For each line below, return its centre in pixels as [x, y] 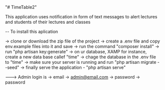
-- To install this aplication [32, 31]
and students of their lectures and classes [48, 22]
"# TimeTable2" [21, 7]
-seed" [12, 67]
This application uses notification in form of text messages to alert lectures [81, 17]
